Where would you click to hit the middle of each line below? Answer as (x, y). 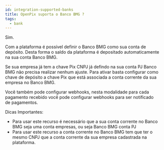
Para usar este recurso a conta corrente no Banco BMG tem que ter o (82, 132)
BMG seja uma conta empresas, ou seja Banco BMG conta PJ (74, 127)
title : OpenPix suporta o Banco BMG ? (45, 14)
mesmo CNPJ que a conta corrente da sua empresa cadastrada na (80, 137)
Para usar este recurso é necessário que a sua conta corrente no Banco (85, 121)
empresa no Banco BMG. (30, 83)
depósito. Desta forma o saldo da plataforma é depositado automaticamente (82, 52)
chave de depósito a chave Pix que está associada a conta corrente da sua (81, 77)
